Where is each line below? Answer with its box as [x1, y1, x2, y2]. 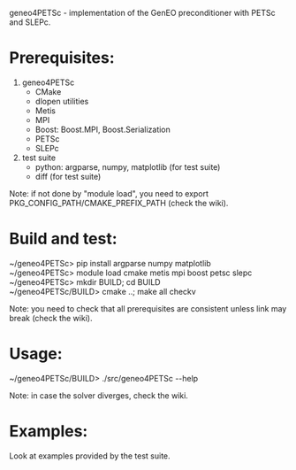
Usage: [9, 344, 64, 364]
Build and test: [9, 229, 118, 249]
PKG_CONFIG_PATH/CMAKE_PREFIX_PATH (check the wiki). [9, 197, 229, 208]
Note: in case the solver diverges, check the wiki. [9, 389, 188, 401]
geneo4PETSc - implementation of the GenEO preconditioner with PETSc [9, 8, 276, 18]
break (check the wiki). [9, 312, 93, 323]
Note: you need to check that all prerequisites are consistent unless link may [9, 303, 287, 313]
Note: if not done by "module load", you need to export [9, 188, 209, 198]
